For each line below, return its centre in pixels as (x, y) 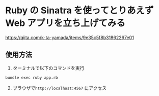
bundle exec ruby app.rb (32, 77)
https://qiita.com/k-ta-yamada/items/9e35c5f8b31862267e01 (70, 37)
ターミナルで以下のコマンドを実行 (48, 68)
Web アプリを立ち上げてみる (65, 23)
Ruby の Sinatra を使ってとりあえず (79, 10)
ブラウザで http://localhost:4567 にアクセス (60, 88)
